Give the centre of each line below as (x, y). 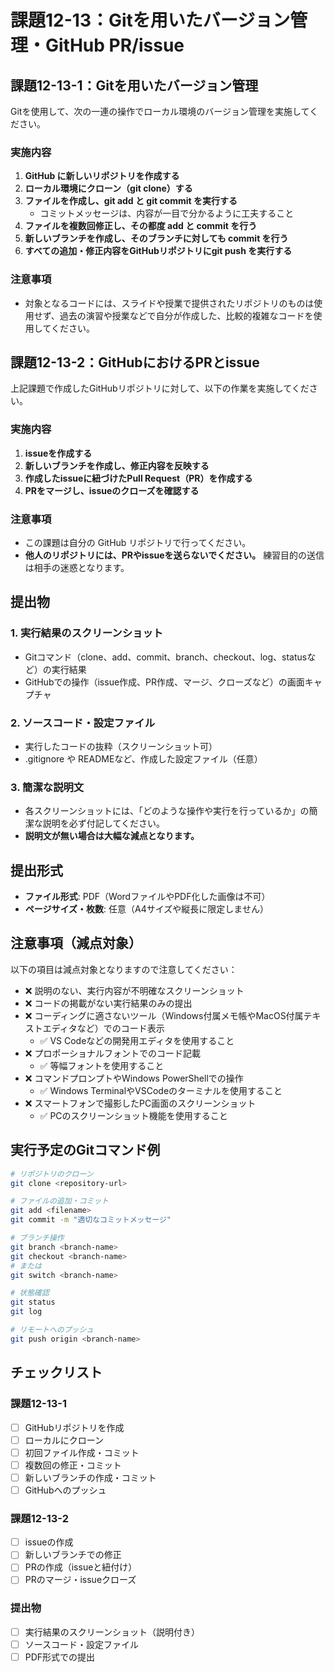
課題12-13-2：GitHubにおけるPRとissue (135, 362)
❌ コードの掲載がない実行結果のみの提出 (108, 1003)
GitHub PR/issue (115, 45)
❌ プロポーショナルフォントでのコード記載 (113, 1053)
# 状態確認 (30, 1293)
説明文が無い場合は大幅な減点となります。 (112, 836)
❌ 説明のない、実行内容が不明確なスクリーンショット (134, 990)
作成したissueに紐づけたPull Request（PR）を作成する (138, 478)
